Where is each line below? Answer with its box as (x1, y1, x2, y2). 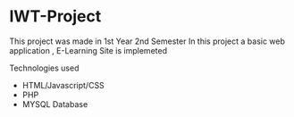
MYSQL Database (21, 98, 88, 109)
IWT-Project (9, 6, 102, 27)
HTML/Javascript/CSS (21, 79, 105, 90)
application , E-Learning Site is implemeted (9, 45, 168, 55)
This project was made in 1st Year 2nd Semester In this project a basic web (9, 36, 286, 46)
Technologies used (9, 63, 80, 73)
